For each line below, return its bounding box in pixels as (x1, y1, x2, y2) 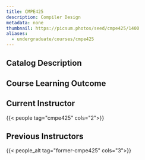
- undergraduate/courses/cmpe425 (11, 36, 94, 42)
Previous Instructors (6, 131, 84, 141)
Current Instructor (6, 98, 75, 108)
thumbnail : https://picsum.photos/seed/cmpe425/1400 (6, 25, 140, 31)
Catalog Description (6, 58, 82, 68)
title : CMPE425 (6, 8, 44, 15)
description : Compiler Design (6, 14, 81, 20)
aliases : (6, 31, 28, 37)
